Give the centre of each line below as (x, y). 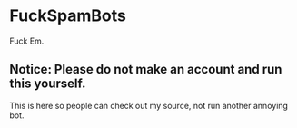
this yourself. (48, 84)
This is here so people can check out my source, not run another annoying (149, 105)
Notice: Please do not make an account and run (146, 69)
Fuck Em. (27, 41)
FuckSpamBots (68, 16)
